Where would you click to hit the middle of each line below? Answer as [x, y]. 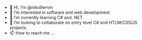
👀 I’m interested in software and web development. [60, 12]
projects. [18, 28]
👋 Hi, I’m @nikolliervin [31, 7]
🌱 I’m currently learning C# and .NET [46, 17]
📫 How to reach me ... [32, 33]
